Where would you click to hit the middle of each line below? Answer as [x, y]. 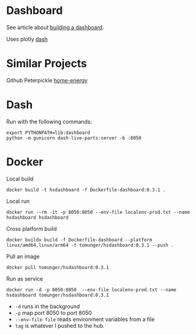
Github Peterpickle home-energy [47, 80]
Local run [18, 201]
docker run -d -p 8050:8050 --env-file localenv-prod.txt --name [91, 290]
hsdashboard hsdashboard [37, 217]
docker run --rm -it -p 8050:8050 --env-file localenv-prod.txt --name [98, 212]
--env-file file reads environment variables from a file [85, 319]
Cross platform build [32, 228]
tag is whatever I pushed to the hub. [60, 325]
